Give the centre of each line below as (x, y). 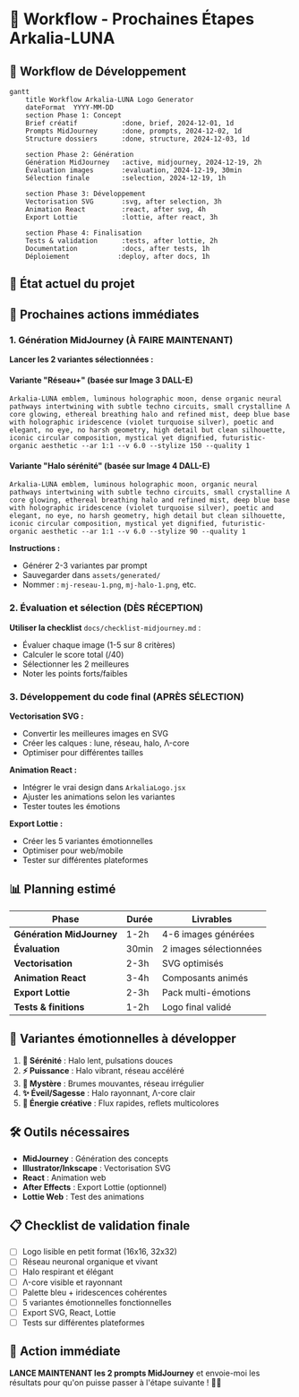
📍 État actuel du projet (72, 284)
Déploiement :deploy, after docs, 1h (118, 256)
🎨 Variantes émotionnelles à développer (123, 1039)
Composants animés (205, 978)
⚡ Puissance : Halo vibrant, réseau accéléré (103, 1070)
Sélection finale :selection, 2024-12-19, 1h (126, 178)
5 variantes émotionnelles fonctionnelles (97, 1302)
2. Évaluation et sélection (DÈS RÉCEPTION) (107, 608)
